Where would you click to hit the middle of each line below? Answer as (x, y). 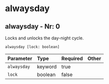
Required (72, 59)
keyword (47, 67)
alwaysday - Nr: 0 (33, 26)
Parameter (20, 59)
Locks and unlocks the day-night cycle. (45, 38)
